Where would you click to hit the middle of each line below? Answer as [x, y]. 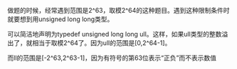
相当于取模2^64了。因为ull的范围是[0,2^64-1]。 [101, 43]
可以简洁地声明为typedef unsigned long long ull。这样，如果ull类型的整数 [115, 34]
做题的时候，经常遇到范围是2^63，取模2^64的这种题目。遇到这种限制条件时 [118, 10]
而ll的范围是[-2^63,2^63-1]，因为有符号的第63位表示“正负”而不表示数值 [112, 58]
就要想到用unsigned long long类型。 [60, 19]
